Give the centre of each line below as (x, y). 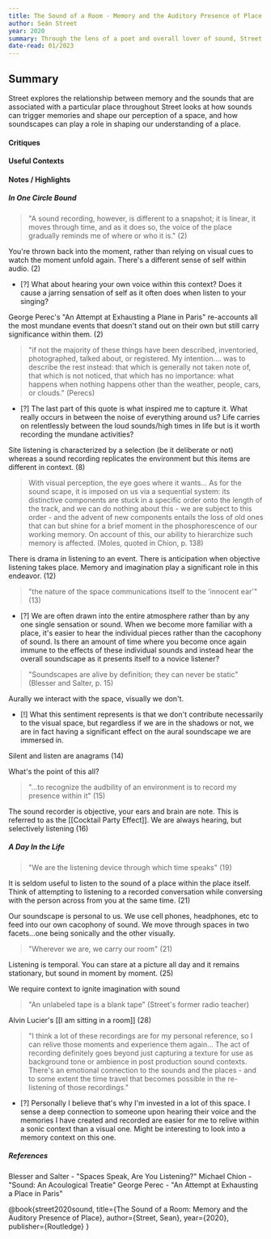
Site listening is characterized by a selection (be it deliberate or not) (121, 450)
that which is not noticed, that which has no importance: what (131, 375)
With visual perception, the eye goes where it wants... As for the (135, 483)
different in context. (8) (47, 467)
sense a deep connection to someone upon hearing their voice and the (138, 1111)
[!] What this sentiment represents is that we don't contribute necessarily (142, 714)
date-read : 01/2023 (41, 46)
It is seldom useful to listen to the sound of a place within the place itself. (129, 883)
